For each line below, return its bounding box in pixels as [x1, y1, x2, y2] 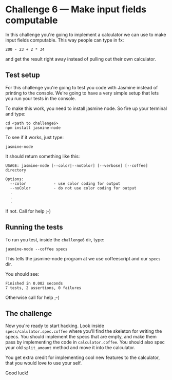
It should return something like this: [5, 153, 80, 159]
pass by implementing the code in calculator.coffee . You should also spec [5, 339, 165, 345]
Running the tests [5, 223, 63, 232]
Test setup [5, 71, 40, 80]
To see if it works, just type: [5, 134, 64, 140]
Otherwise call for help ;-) [5, 294, 60, 300]
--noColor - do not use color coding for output [10, 185, 137, 191]
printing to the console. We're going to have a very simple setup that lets [5, 90, 159, 96]
